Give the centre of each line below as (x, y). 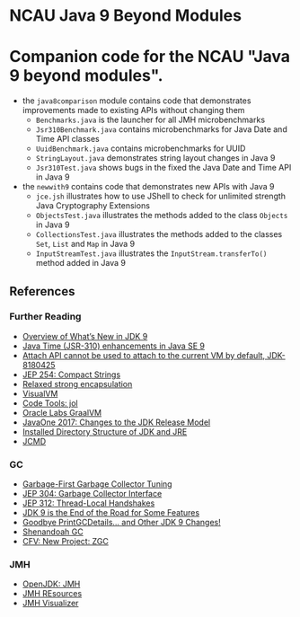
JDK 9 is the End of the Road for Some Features (111, 513)
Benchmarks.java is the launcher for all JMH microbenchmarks (150, 120)
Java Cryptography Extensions (93, 206)
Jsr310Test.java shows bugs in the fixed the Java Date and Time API (163, 168)
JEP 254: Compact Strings (71, 375)
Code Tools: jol (50, 403)
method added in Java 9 (80, 263)
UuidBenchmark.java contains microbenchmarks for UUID (141, 148)
